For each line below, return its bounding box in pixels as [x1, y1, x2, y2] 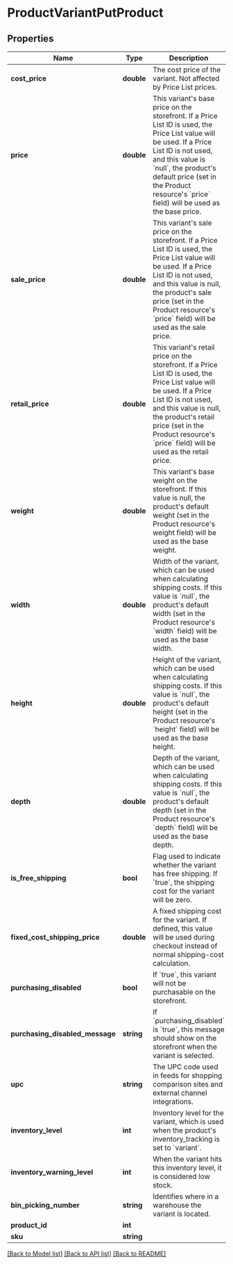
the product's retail [152, 412, 215, 422]
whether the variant [152, 860, 216, 869]
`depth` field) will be [152, 823, 218, 832]
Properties [7, 33, 54, 45]
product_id [10, 1220, 47, 1230]
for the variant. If [152, 915, 207, 924]
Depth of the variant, [152, 753, 220, 763]
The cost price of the [152, 65, 221, 74]
